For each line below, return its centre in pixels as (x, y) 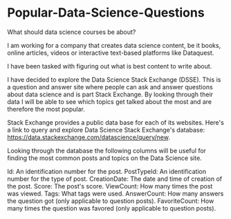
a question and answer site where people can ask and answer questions (110, 87)
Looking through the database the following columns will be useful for (107, 150)
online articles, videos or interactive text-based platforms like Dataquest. (111, 53)
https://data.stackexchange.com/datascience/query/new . (89, 137)
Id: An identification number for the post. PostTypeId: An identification (107, 171)
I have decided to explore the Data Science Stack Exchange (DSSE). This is (114, 79)
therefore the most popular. (46, 109)
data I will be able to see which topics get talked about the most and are (110, 101)
